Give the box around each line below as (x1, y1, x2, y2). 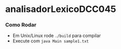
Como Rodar (5, 21, 37, 28)
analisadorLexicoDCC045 (5, 3, 116, 15)
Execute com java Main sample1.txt (12, 38, 89, 44)
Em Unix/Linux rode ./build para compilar (12, 32, 101, 38)
